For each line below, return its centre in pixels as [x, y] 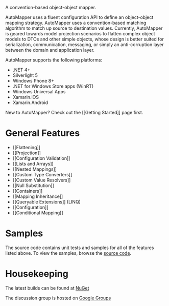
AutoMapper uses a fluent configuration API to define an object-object [79, 17]
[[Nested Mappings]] [35, 169]
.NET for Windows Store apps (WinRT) [53, 86]
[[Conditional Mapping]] [38, 213]
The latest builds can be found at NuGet [47, 288]
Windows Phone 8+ [33, 81]
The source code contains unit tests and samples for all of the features [80, 248]
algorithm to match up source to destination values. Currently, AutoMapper [84, 28]
